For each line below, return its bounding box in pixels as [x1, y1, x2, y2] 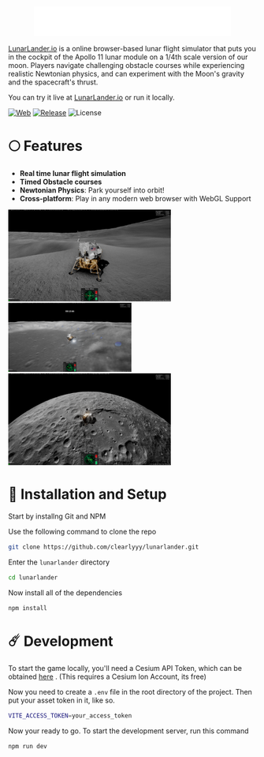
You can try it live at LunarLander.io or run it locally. [8, 93, 175, 102]
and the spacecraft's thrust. [8, 77, 99, 87]
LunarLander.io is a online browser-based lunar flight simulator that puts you [8, 44, 256, 53]
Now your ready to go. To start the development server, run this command [8, 726, 249, 736]
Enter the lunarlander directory [8, 557, 110, 567]
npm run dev [8, 743, 47, 751]
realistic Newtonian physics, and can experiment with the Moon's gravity [8, 69, 244, 78]
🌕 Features [8, 137, 83, 156]
